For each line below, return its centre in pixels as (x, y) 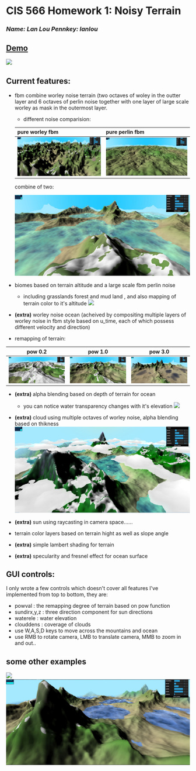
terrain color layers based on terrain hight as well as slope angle (92, 533)
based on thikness (37, 424)
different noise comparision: (57, 119)
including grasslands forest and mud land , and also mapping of (100, 297)
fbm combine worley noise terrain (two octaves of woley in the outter (97, 95)
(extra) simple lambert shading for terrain (64, 545)
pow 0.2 (37, 352)
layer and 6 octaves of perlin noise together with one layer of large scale (101, 101)
